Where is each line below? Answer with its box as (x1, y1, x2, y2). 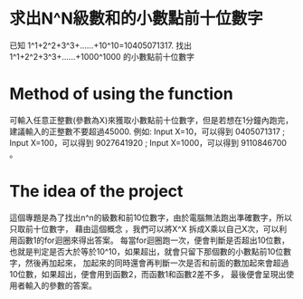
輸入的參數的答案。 (24, 280, 97, 291)
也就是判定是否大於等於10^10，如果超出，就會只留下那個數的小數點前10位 (9, 246, 284, 256)
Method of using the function (9, 83, 233, 104)
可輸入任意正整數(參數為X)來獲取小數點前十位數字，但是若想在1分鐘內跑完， (9, 114, 294, 125)
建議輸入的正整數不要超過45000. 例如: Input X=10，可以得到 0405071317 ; (9, 126, 286, 137)
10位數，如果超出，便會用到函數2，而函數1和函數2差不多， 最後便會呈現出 (9, 268, 287, 279)
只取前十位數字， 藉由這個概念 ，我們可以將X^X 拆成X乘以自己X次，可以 (9, 223, 279, 234)
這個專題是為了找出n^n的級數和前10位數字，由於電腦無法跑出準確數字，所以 (9, 212, 292, 223)
